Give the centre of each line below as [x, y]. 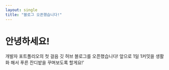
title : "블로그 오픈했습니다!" [34, 15]
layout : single [21, 10]
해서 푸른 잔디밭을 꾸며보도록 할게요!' [47, 63]
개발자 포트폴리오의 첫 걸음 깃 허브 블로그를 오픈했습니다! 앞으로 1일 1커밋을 [80, 56]
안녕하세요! [28, 41]
